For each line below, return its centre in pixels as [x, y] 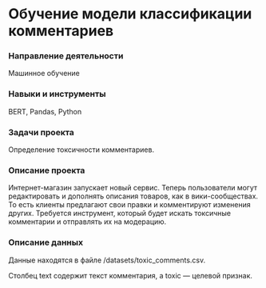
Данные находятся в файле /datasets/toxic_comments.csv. [107, 260]
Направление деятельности [66, 56]
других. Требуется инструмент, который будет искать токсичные [120, 214]
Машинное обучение [44, 74]
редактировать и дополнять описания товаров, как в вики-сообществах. [133, 196]
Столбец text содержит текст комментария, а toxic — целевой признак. [131, 275]
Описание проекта [47, 170]
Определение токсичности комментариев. [81, 150]
